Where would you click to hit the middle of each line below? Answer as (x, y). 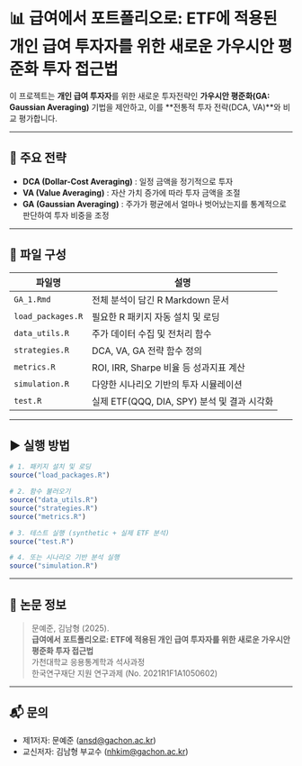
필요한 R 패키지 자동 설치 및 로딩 (155, 316)
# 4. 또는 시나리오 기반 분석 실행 (64, 558)
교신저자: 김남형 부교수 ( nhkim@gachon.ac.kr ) (105, 751)
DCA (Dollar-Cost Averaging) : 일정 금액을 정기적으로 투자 (128, 181)
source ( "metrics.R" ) (48, 516)
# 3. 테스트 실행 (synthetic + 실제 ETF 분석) (89, 533)
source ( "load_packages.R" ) (60, 475)
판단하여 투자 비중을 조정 (66, 215)
